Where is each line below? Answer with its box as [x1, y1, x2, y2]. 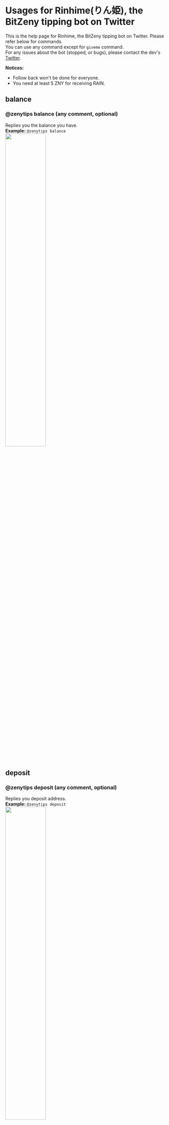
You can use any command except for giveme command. [5, 44, 124, 50]
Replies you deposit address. [5, 796, 67, 802]
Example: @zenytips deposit [5, 801, 66, 807]
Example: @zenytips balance [5, 127, 66, 134]
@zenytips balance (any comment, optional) [5, 110, 118, 118]
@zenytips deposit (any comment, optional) [5, 784, 117, 791]
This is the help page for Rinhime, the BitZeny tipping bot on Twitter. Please [5, 33, 164, 39]
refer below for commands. [5, 38, 63, 44]
